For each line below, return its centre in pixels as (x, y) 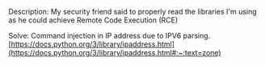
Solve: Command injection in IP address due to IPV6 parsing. (109, 36)
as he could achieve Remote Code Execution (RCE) (93, 20)
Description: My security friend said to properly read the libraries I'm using (132, 12)
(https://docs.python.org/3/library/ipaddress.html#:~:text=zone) (115, 53)
